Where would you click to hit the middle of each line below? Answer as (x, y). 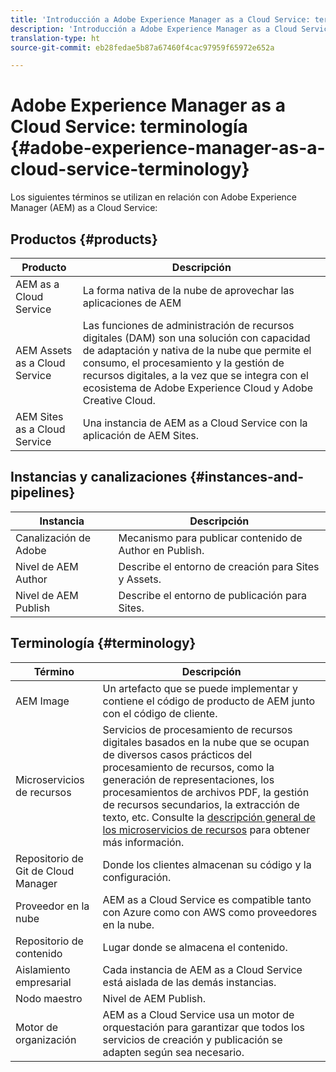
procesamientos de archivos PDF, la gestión (206, 792)
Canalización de (53, 538)
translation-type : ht (55, 38)
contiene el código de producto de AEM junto (209, 701)
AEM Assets (44, 350)
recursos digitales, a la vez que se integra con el (195, 375)
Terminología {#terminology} (103, 643)
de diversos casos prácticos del (177, 754)
